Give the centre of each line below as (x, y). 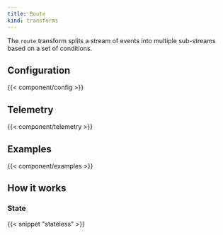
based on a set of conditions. (50, 48)
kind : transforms (33, 21)
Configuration (39, 70)
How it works (37, 188)
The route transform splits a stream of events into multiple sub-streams (111, 40)
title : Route (27, 14)
